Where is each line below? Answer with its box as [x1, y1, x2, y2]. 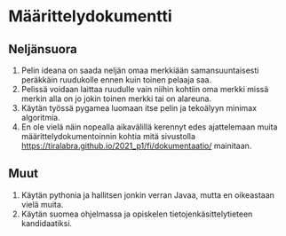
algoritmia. [20, 113, 60, 122]
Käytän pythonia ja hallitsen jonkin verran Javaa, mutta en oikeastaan [20, 189, 274, 201]
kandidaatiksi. [20, 217, 73, 228]
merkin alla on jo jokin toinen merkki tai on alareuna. [20, 93, 212, 104]
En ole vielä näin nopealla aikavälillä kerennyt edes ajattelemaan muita [20, 122, 278, 132]
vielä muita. [20, 199, 64, 209]
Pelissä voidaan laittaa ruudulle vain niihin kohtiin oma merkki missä [20, 84, 269, 94]
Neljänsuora [8, 42, 77, 57]
